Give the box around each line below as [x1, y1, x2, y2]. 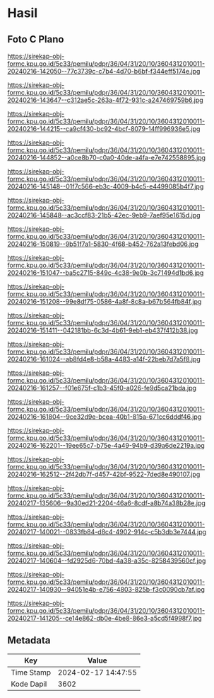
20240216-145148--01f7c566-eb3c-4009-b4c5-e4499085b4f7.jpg [7, 182, 204, 191]
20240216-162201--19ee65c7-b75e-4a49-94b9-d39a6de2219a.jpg [7, 441, 205, 449]
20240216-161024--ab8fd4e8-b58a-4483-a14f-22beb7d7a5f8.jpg [7, 355, 201, 363]
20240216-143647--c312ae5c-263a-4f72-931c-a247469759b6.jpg [7, 96, 203, 104]
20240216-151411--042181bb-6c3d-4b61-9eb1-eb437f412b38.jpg [7, 326, 198, 334]
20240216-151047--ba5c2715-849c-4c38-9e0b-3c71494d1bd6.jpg [7, 269, 204, 277]
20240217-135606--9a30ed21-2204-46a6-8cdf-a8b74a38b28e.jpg [7, 499, 206, 507]
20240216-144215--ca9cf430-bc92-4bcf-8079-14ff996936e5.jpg [7, 125, 201, 133]
